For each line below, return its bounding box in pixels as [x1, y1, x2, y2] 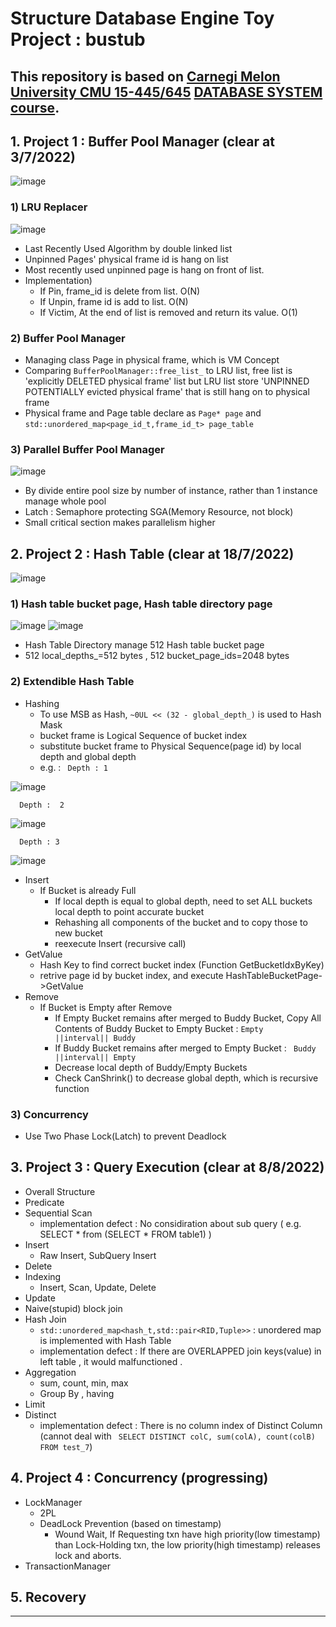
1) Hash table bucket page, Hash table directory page [10, 597, 273, 611]
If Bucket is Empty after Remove [39, 1001, 173, 1013]
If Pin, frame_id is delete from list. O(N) [39, 285, 201, 297]
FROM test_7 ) [39, 1440, 93, 1452]
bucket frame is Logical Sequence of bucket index [39, 729, 248, 741]
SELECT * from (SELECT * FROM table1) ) [39, 1228, 212, 1240]
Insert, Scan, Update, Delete [39, 1281, 157, 1293]
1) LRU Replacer [10, 200, 88, 214]
